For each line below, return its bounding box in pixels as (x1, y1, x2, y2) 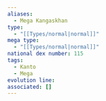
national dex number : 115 (7, 51, 83, 58)
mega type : (7, 37, 40, 44)
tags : (7, 57, 23, 64)
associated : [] (7, 83, 52, 90)
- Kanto (13, 63, 37, 70)
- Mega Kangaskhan (13, 17, 69, 24)
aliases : (7, 10, 33, 18)
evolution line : (7, 76, 55, 84)
